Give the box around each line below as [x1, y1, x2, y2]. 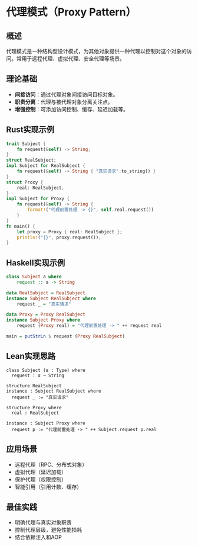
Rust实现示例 [6, 125, 55, 135]
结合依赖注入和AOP [14, 534, 62, 541]
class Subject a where [6, 274, 62, 280]
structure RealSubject [6, 383, 62, 388]
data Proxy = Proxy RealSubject [6, 311, 85, 317]
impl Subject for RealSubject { [6, 163, 85, 169]
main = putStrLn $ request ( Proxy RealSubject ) [6, 333, 126, 339]
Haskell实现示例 [6, 258, 65, 268]
